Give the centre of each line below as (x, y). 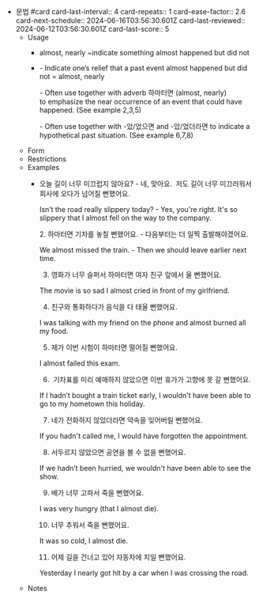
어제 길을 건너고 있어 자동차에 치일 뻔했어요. (118, 557)
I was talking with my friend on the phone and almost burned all (143, 322)
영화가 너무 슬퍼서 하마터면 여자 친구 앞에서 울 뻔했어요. (136, 275)
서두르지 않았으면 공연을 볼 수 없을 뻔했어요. (118, 452)
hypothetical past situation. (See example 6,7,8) (116, 135)
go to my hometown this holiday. (92, 404)
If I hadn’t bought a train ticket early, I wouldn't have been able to (145, 395)
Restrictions (47, 159)
